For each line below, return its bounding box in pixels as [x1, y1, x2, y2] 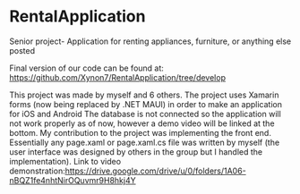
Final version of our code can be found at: [9, 63, 164, 73]
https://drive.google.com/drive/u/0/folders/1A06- [64, 165, 246, 176]
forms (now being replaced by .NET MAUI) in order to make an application [9, 98, 282, 109]
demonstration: [9, 165, 65, 176]
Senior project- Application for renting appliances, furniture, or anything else [9, 36, 292, 46]
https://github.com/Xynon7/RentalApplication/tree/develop [9, 72, 227, 82]
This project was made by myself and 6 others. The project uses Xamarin [9, 89, 279, 100]
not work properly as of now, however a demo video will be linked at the [9, 118, 275, 129]
